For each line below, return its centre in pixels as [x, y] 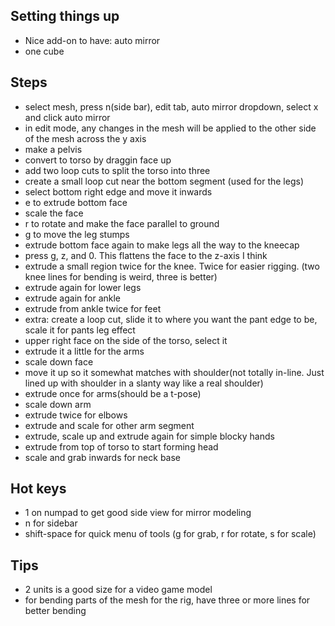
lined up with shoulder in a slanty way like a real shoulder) [144, 383]
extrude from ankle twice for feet [93, 308]
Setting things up [65, 16]
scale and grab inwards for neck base [103, 457]
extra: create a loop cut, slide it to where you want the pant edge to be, [171, 319]
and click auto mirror [67, 117]
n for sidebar [51, 523]
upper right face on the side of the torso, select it [126, 340]
